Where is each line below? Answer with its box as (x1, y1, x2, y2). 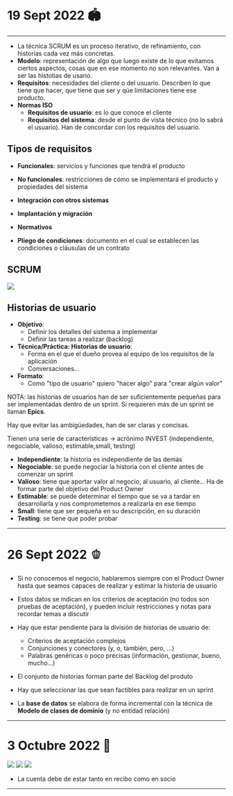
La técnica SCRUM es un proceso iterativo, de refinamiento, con (17, 42, 201, 50)
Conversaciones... (27, 365, 80, 373)
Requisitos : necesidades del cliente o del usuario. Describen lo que (17, 78, 211, 87)
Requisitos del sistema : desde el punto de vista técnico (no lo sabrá (27, 115, 223, 124)
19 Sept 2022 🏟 (7, 8, 102, 24)
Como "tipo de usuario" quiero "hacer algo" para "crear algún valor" (27, 379, 223, 388)
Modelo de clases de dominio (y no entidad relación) (17, 706, 170, 715)
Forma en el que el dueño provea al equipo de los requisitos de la (27, 350, 215, 358)
